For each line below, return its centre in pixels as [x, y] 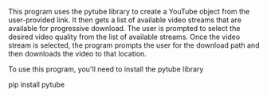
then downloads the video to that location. [78, 54]
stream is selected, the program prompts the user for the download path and [134, 45]
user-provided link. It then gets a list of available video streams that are [125, 20]
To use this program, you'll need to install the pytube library [106, 69]
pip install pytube [37, 84]
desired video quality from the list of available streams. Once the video [124, 37]
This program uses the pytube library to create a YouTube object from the [129, 12]
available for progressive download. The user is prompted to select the [124, 28]
